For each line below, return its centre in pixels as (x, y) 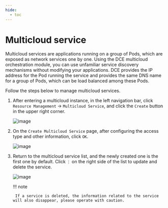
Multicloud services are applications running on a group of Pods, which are (84, 54)
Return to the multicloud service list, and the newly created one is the (86, 156)
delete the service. (32, 167)
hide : (11, 10)
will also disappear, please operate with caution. (68, 201)
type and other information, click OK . (50, 137)
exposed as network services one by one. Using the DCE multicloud (77, 60)
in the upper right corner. (39, 111)
